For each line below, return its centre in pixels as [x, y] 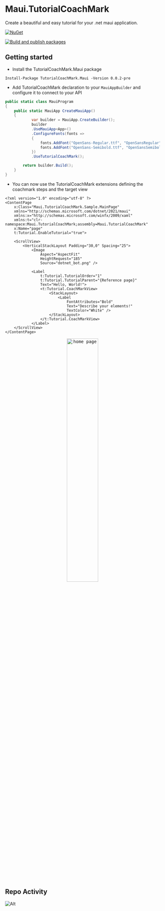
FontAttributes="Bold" [90, 302]
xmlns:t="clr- [28, 220]
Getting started [29, 57]
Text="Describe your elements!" [100, 306]
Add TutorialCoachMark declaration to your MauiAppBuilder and [76, 87]
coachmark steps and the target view [50, 189]
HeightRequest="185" [61, 259]
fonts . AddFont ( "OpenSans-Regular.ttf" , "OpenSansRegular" [101, 143]
